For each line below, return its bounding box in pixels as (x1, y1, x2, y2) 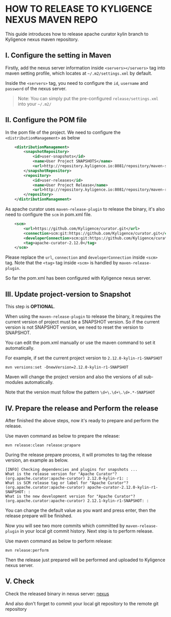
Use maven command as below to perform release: (5, 538, 113, 544)
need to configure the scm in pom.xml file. (5, 212, 92, 218)
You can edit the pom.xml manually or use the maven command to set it (5, 339, 156, 346)
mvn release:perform (5, 547, 49, 553)
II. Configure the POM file (5, 116, 87, 124)
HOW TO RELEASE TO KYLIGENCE (5, 3, 153, 15)
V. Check (5, 577, 35, 586)
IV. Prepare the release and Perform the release (5, 404, 159, 413)
